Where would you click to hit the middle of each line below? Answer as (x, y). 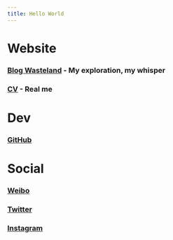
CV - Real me (30, 89)
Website (32, 48)
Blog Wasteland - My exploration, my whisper (86, 70)
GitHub (20, 139)
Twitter (20, 209)
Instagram (25, 228)
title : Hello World (36, 14)
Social (26, 168)
